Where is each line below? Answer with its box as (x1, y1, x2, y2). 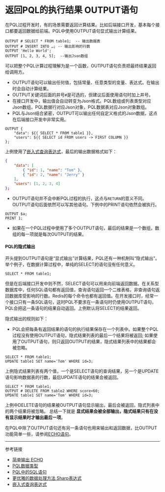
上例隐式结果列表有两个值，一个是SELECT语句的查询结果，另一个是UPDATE (5, 368, 159, 374)
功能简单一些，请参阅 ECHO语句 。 (5, 431, 74, 437)
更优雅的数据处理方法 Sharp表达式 (12, 475, 82, 481)
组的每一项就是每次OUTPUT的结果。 (12, 231, 87, 237)
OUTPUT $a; (5, 212, 27, 217)
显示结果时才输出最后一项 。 (9, 415, 65, 420)
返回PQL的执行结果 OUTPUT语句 (5, 4, 138, 16)
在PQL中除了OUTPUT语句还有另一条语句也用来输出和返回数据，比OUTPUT (5, 425, 157, 431)
